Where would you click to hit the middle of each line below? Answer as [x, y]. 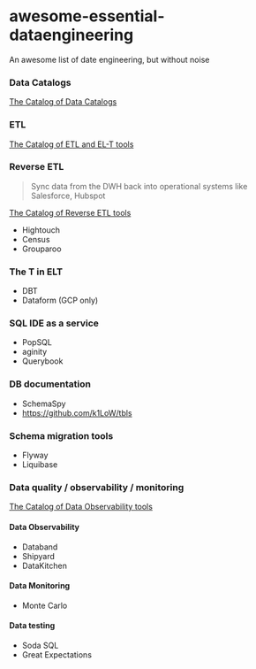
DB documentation [50, 384]
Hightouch [41, 230]
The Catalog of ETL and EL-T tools [72, 144]
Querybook [42, 361]
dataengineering [72, 35]
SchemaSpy [44, 404]
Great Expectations [57, 654]
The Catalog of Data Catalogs [63, 102]
